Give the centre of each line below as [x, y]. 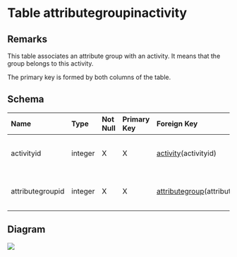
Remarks [28, 39]
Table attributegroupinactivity [97, 13]
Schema [26, 99]
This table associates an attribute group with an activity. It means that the [114, 56]
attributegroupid [38, 191]
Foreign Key [177, 124]
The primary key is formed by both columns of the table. [89, 77]
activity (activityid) [187, 153]
